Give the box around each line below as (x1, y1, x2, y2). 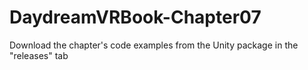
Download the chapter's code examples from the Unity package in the (9, 39, 299, 51)
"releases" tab (9, 49, 69, 61)
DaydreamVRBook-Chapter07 (9, 6, 262, 29)
